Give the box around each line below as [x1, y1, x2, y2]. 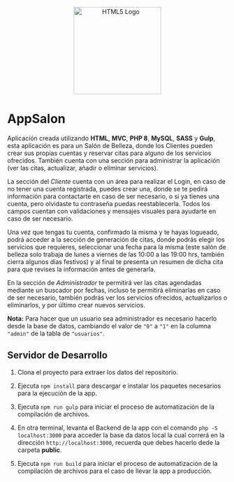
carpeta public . [17, 446, 62, 454]
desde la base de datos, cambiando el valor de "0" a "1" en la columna [7, 321, 212, 330]
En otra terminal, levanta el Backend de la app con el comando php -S [17, 423, 218, 432]
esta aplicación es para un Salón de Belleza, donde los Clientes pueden [7, 141, 213, 149]
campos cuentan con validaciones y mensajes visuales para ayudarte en [7, 207, 217, 215]
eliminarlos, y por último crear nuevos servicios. [7, 300, 145, 309]
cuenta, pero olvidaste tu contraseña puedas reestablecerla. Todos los [7, 199, 211, 207]
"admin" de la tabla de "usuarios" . [7, 329, 105, 337]
